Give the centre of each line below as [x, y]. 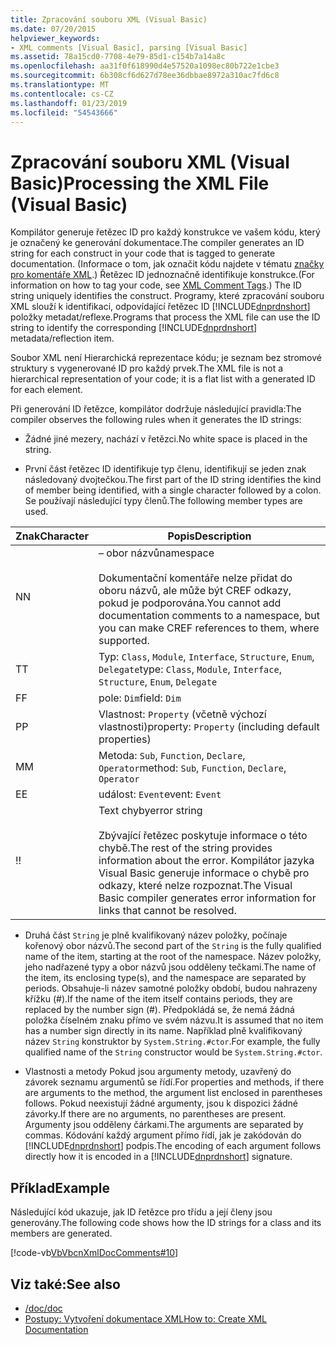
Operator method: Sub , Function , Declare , [192, 768]
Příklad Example [60, 1187]
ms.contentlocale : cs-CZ [62, 94]
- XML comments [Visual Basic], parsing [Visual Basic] [129, 47]
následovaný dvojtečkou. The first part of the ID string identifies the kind [173, 480]
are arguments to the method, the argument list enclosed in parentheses [173, 1093]
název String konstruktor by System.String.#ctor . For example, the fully [172, 1042]
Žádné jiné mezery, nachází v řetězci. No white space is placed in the [166, 439]
